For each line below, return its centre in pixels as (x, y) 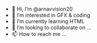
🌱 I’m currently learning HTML (48, 21)
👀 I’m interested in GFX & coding (51, 15)
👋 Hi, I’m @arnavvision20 (42, 9)
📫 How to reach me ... (39, 34)
